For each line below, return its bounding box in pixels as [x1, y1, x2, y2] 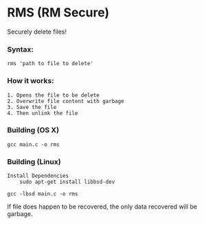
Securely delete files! [7, 27, 67, 36]
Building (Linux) [7, 156, 61, 166]
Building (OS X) [7, 126, 60, 135]
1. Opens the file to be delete [7, 91, 100, 99]
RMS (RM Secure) [7, 5, 110, 21]
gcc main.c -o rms [7, 141, 60, 148]
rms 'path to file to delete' [7, 60, 94, 67]
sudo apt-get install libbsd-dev [19, 178, 115, 186]
